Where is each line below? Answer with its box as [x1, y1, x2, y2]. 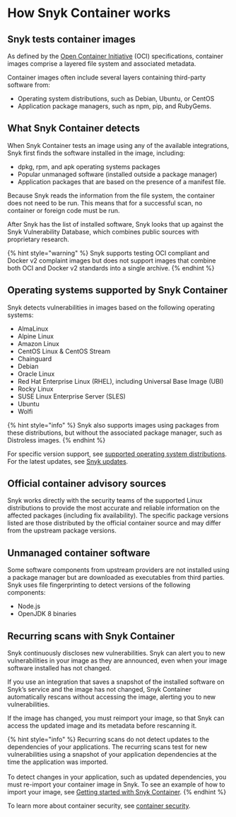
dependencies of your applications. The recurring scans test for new [7, 743, 207, 751]
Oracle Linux [17, 370, 55, 378]
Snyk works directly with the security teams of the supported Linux [7, 496, 203, 505]
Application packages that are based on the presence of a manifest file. [17, 177, 226, 185]
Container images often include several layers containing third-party [7, 73, 206, 81]
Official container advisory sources [7, 478, 167, 490]
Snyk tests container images [7, 33, 136, 45]
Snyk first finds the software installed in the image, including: [7, 149, 185, 157]
